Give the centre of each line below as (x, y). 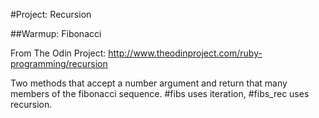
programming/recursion (59, 63)
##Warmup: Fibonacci (56, 33)
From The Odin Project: (58, 53)
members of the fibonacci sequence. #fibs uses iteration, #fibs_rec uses (160, 93)
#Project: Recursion (51, 14)
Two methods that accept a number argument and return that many (149, 83)
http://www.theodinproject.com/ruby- (185, 53)
